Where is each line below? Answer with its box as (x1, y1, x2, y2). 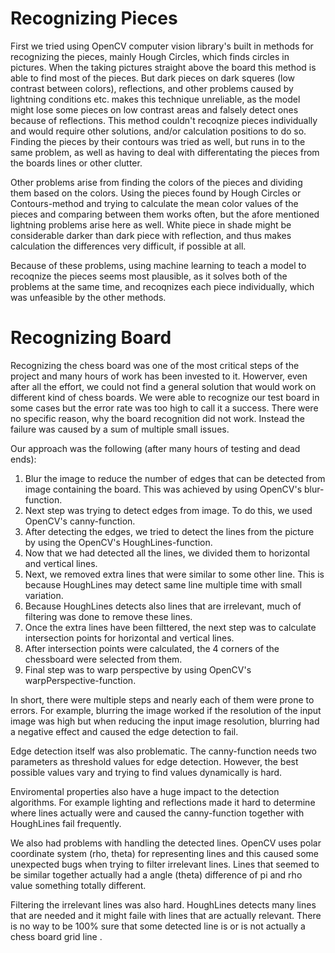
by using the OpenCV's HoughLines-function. (24, 536, 213, 548)
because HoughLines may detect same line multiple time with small (24, 578, 303, 591)
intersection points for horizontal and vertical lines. (24, 632, 235, 644)
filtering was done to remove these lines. (24, 610, 193, 622)
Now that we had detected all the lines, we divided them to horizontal (24, 547, 310, 559)
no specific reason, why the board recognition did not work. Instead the (10, 412, 306, 424)
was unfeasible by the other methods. (10, 291, 167, 303)
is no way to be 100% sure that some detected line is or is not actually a (10, 920, 306, 932)
